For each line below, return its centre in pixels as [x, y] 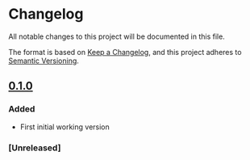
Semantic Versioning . [44, 61]
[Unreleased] [35, 148]
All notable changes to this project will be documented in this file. [117, 36]
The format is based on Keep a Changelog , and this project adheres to [125, 52]
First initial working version [65, 127]
